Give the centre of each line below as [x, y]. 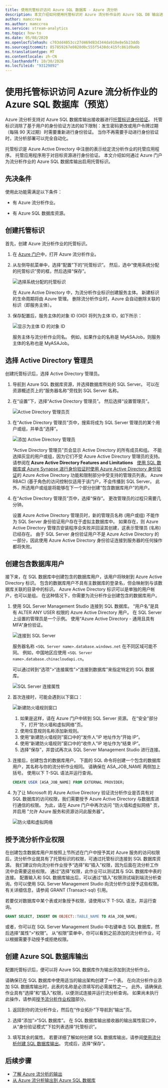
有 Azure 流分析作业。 [35, 202]
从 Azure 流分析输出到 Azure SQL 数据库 [54, 1080]
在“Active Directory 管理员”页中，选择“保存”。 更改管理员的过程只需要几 [87, 498]
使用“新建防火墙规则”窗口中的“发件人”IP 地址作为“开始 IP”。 [81, 737]
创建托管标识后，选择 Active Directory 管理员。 [54, 374]
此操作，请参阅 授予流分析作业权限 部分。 [47, 999]
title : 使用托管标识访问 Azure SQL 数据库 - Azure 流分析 [61, 10]
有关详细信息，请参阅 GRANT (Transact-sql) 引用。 [58, 890]
